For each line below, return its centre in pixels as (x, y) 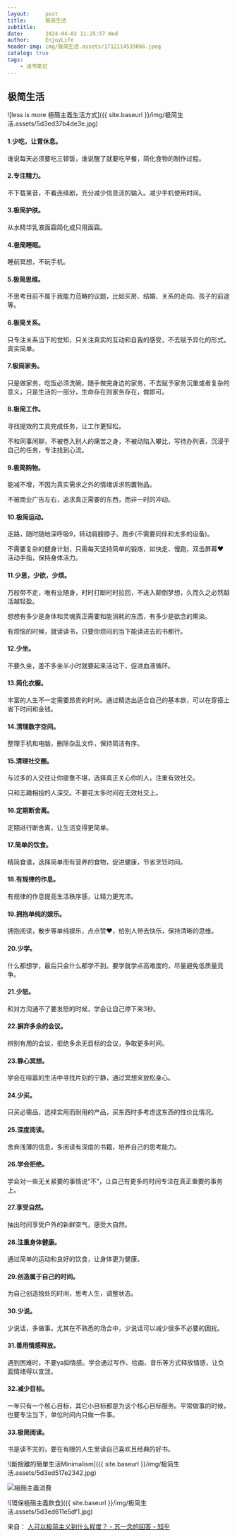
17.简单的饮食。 (30, 845)
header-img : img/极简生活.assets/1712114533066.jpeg (84, 47)
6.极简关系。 (26, 323)
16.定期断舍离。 (30, 810)
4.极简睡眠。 (26, 245)
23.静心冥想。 (28, 1061)
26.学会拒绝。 (28, 1164)
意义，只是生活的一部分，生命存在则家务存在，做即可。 (87, 392)
